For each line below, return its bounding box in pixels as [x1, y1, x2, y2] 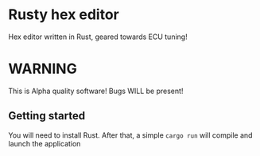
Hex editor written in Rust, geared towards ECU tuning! [8, 32, 188, 41]
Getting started [8, 109, 86, 123]
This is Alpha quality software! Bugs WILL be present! [8, 86, 184, 96]
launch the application [8, 138, 81, 148]
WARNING [8, 60, 77, 78]
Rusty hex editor [8, 6, 119, 24]
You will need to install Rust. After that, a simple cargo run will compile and [8, 130, 253, 140]
